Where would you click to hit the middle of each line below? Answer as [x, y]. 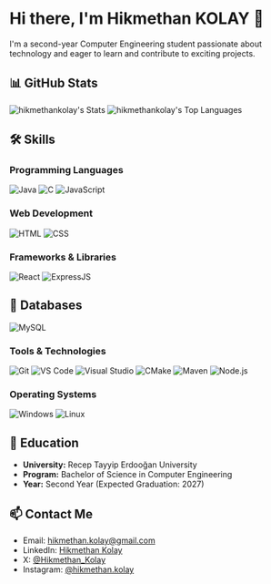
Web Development [51, 213]
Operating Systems [53, 394]
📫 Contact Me [51, 514]
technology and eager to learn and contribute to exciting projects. [133, 53]
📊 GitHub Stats [54, 83]
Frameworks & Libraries [63, 257]
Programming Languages [67, 170]
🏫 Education [44, 442]
